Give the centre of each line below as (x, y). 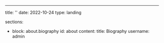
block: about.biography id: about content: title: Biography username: (81, 31)
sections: (14, 22)
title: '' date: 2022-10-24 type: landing (43, 12)
